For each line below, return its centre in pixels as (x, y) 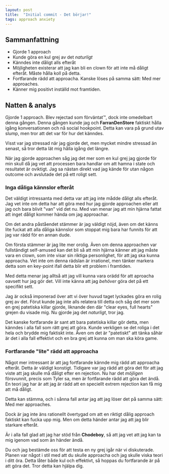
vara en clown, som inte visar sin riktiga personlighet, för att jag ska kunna (82, 256)
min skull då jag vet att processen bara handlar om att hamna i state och (80, 164)
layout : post (19, 10)
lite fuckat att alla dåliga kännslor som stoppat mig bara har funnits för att (81, 229)
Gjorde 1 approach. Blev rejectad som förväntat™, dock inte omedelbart (79, 117)
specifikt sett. (19, 287)
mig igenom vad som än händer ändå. (45, 440)
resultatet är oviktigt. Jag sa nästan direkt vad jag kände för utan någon (79, 169)
